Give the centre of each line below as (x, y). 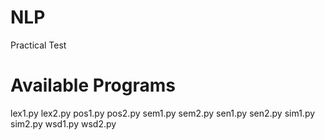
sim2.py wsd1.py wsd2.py (63, 123)
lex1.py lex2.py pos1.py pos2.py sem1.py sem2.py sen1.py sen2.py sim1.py (163, 113)
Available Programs (93, 85)
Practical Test (38, 45)
